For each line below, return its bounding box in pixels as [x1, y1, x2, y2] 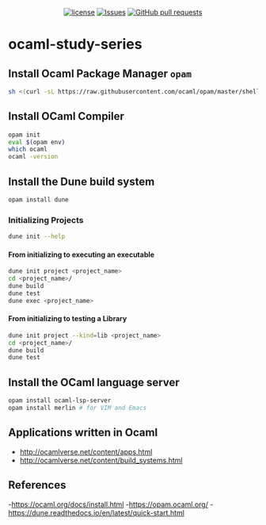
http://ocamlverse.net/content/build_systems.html [19, 455, 183, 465]
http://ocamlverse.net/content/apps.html [19, 446, 153, 456]
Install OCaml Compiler [8, 109, 125, 123]
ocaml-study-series [8, 36, 142, 53]
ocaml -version [8, 153, 59, 161]
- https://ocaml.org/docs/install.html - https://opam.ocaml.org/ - [8, 500, 214, 509]
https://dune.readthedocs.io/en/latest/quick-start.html [8, 508, 184, 517]
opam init [8, 131, 41, 139]
